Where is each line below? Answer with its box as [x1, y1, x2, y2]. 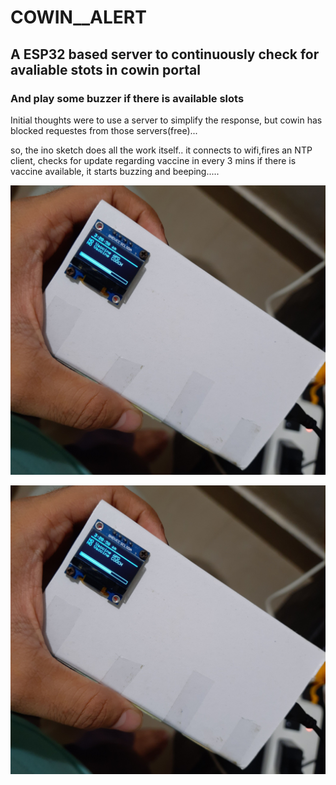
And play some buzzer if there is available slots [10, 91, 245, 105]
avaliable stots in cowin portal [10, 61, 201, 78]
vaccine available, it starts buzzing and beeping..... [10, 165, 220, 177]
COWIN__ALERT [10, 6, 147, 29]
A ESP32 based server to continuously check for [10, 46, 320, 63]
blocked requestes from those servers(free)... [10, 124, 198, 136]
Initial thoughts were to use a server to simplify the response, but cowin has [10, 114, 323, 126]
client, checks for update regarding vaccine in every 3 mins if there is [10, 154, 297, 166]
